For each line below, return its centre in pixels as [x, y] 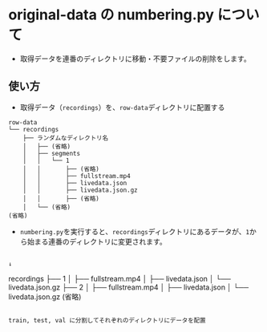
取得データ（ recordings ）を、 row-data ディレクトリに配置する [122, 107]
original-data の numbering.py [111, 15]
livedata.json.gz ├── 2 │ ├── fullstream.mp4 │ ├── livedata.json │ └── [129, 287]
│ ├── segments [52, 153]
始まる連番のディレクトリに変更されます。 [97, 241]
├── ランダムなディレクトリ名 [66, 138]
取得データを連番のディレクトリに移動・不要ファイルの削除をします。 [135, 59]
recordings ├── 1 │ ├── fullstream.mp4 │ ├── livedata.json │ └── [119, 278]
